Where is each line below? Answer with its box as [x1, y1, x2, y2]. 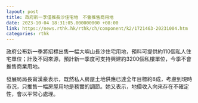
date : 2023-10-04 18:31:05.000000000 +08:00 [6, 20, 119, 26]
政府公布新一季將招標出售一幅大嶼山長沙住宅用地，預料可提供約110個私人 [6, 48, 187, 55]
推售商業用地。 [6, 63, 43, 70]
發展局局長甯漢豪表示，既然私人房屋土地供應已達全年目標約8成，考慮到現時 [6, 76, 193, 83]
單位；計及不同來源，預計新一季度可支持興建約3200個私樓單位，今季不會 [11, 55, 192, 63]
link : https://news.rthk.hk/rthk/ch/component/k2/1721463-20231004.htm [6, 25, 188, 32]
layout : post [6, 8, 39, 15]
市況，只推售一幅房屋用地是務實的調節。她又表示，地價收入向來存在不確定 [6, 83, 189, 90]
